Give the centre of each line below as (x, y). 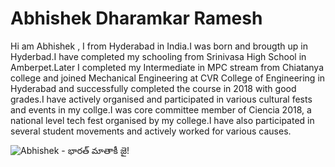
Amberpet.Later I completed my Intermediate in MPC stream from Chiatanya (167, 67)
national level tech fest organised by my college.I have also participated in (162, 120)
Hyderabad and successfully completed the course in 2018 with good (153, 88)
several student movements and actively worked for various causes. (151, 131)
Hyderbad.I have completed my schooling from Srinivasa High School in (158, 56)
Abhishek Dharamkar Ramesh (136, 18)
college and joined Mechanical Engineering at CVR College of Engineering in (168, 78)
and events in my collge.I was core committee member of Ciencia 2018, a (161, 109)
